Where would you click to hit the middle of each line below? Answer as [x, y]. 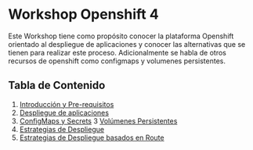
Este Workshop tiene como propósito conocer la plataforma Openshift [121, 36]
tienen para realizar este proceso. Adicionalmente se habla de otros [117, 52]
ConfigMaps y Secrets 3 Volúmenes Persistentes [98, 121]
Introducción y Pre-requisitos [67, 104]
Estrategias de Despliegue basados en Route [92, 137]
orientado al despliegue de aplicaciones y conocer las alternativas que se [127, 44]
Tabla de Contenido [57, 86]
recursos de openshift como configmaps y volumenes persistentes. [117, 61]
